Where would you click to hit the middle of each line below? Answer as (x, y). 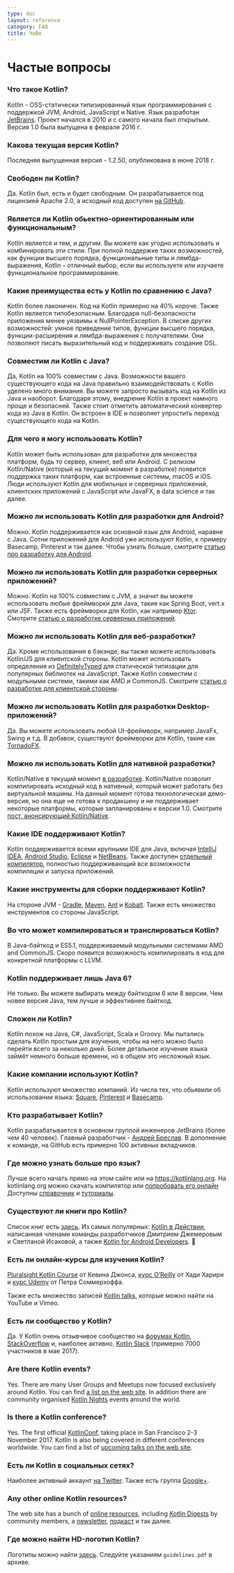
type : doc (22, 14)
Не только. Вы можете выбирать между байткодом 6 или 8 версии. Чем (115, 993)
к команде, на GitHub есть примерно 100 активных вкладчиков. (102, 1145)
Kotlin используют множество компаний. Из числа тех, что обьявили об (114, 1089)
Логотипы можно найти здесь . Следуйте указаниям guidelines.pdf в (110, 1554)
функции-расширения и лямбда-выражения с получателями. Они (106, 335)
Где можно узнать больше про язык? (74, 1163)
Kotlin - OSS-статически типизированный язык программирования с (110, 105)
